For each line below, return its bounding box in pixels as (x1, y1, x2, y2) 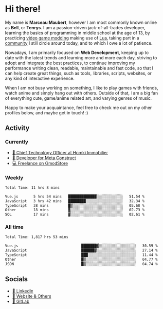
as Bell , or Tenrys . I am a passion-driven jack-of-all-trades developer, (5, 24, 145, 30)
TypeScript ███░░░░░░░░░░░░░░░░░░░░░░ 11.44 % (5, 253, 158, 257)
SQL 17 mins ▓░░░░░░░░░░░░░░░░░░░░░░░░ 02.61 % (5, 212, 145, 217)
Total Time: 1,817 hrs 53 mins (5, 235, 69, 239)
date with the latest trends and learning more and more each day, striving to (5, 55, 157, 60)
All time (5, 224, 24, 231)
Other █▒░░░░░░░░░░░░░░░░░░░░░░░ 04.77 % (5, 257, 158, 262)
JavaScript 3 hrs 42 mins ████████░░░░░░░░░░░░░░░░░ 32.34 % (5, 199, 145, 203)
